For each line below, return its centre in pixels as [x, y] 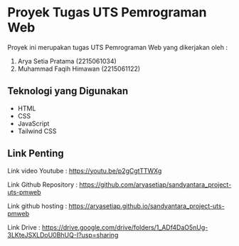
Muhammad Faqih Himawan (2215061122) [79, 68]
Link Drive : [24, 227]
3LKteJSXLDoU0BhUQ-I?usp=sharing [63, 235]
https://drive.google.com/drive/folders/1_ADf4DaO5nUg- [125, 227]
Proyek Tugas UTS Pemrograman [107, 12]
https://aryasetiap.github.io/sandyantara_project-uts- [147, 206]
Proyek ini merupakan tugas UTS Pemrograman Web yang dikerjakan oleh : [117, 47]
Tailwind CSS [37, 131]
